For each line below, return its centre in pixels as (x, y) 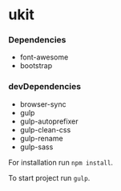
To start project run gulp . (49, 177)
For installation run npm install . (61, 162)
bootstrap (36, 66)
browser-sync (43, 104)
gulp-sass (36, 147)
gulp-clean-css (45, 129)
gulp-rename (41, 138)
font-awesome (44, 57)
